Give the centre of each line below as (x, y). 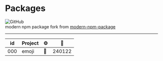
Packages (25, 8)
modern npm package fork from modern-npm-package (60, 26)
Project (30, 43)
